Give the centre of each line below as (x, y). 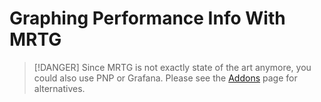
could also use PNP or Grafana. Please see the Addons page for (165, 78)
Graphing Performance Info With (147, 18)
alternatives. (59, 88)
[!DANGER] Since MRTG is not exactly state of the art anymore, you (172, 67)
